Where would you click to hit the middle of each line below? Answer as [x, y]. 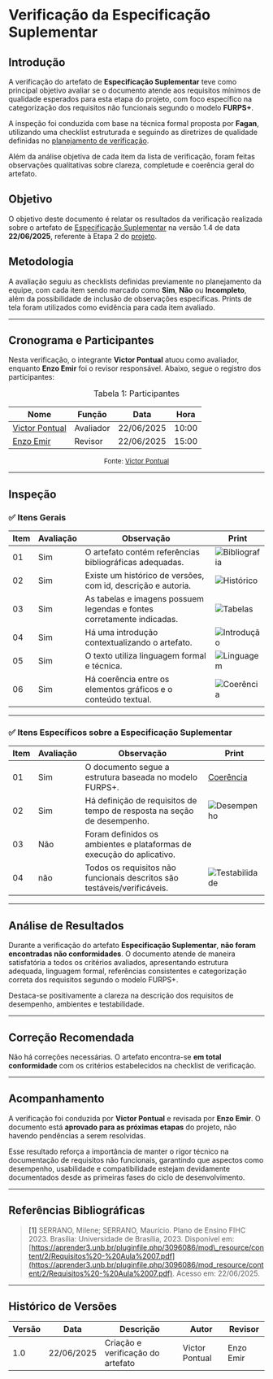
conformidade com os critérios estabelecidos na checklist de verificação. [132, 1066]
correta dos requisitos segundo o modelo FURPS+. [93, 980]
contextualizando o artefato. [139, 642]
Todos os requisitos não [130, 868]
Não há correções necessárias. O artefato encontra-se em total [115, 1057]
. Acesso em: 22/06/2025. [216, 1273]
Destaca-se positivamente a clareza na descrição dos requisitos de [121, 996]
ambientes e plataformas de [139, 845]
